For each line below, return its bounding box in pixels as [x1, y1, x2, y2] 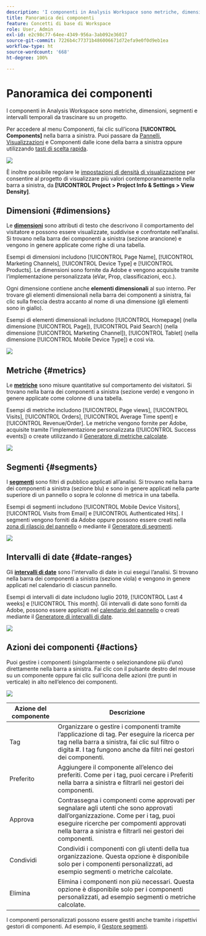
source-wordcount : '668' [6, 49, 70, 55]
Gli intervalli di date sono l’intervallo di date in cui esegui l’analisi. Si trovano [6, 568, 199, 575]
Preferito [9, 774, 35, 783]
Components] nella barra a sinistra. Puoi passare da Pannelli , [6, 131, 161, 139]
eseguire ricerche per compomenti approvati [58, 819, 186, 827]
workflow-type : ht [6, 44, 53, 50]
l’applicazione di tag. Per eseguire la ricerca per [58, 730, 195, 738]
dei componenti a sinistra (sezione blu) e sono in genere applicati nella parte [6, 485, 199, 492]
